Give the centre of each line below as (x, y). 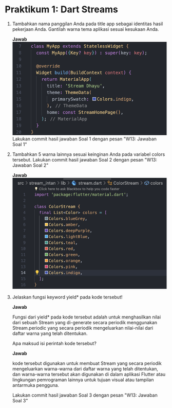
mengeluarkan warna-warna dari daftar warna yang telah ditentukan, (85, 369)
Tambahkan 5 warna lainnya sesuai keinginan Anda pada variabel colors (89, 154)
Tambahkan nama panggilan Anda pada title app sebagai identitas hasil (88, 24)
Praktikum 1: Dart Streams (62, 10)
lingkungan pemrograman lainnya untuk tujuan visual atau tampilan (83, 380)
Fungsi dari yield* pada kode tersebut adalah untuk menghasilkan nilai (87, 317)
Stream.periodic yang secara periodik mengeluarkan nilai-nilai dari (83, 328)
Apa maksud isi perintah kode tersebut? (54, 344)
